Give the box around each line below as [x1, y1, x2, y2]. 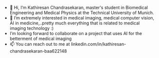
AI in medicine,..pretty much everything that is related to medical [9, 20, 140, 26]
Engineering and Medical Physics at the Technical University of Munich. [9, 10, 155, 16]
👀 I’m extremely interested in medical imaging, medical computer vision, [9, 15, 155, 20]
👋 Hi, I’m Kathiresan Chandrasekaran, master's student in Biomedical [9, 5, 148, 10]
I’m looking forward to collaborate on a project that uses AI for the [9, 31, 142, 36]
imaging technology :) [9, 25, 54, 31]
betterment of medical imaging [9, 36, 72, 41]
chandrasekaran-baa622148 [9, 48, 67, 54]
